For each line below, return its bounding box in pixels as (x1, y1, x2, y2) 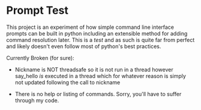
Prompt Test (6, 4, 69, 17)
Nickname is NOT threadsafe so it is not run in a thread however (14, 66, 173, 73)
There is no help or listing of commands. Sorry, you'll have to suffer (14, 90, 182, 97)
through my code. (14, 97, 59, 104)
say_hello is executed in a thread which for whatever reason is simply (14, 72, 186, 79)
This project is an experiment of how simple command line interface (6, 23, 175, 31)
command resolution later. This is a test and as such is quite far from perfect (6, 36, 195, 43)
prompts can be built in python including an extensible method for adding (6, 29, 188, 37)
